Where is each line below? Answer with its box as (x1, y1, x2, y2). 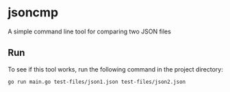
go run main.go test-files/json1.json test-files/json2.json (8, 78, 186, 85)
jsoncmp (8, 5, 59, 20)
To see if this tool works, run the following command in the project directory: (8, 65, 223, 73)
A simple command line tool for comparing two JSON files (8, 27, 172, 35)
